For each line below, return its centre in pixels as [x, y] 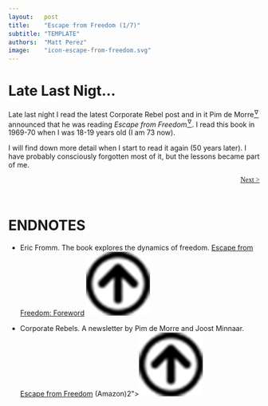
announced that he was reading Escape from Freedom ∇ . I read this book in [132, 124]
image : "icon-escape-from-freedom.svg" [80, 51]
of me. [19, 165]
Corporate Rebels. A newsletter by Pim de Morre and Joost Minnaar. [132, 329]
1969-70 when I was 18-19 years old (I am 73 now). [92, 132]
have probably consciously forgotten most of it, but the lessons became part [134, 156]
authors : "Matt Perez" [48, 42]
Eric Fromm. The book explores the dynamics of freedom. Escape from [136, 248]
